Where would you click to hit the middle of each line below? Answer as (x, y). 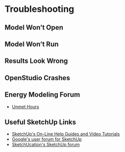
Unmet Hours (25, 106)
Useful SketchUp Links (40, 122)
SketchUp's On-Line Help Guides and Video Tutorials (66, 134)
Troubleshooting (40, 9)
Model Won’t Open (34, 27)
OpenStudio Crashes (37, 78)
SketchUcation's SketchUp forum (46, 145)
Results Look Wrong (36, 61)
